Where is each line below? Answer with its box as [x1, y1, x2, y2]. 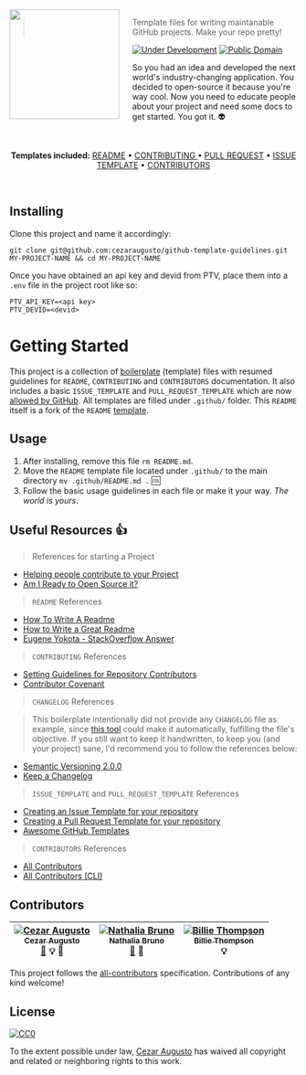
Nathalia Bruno [109, 936, 164, 946]
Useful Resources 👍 [9, 522, 128, 537]
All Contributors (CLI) [22, 870, 103, 881]
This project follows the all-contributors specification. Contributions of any [9, 968, 290, 979]
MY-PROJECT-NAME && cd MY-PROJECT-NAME [9, 253, 162, 263]
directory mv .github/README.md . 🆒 [22, 474, 161, 485]
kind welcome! [9, 977, 65, 988]
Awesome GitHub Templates [22, 825, 130, 836]
